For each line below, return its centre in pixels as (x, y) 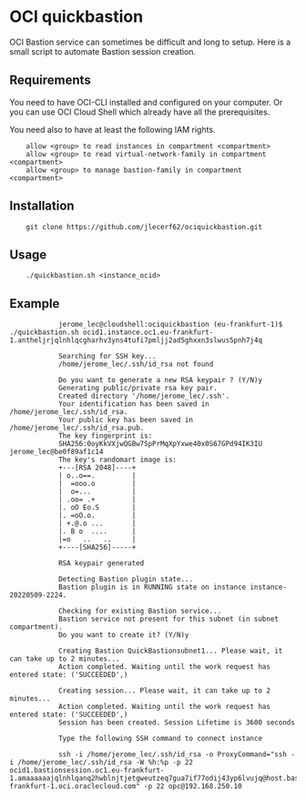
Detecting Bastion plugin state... (126, 580)
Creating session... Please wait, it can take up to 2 (164, 691)
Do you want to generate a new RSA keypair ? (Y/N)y (160, 380)
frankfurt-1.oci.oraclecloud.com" (75, 786)
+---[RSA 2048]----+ (97, 468)
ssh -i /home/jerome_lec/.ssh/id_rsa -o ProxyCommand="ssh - (177, 754)
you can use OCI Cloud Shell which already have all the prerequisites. (140, 112)
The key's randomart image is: (117, 460)
